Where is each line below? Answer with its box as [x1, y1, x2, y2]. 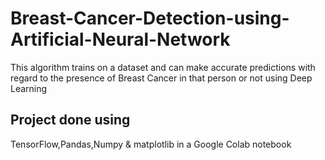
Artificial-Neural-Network [10, 28, 231, 51]
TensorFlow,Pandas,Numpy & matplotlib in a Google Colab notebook [10, 138, 292, 150]
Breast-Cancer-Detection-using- [10, 7, 290, 30]
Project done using [10, 112, 131, 129]
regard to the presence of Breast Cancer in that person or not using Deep [10, 72, 313, 84]
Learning [10, 82, 48, 94]
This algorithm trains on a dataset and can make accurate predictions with [10, 61, 316, 73]
